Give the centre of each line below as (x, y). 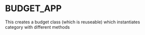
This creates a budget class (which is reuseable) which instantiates (72, 22)
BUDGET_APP (33, 9)
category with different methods (37, 27)
